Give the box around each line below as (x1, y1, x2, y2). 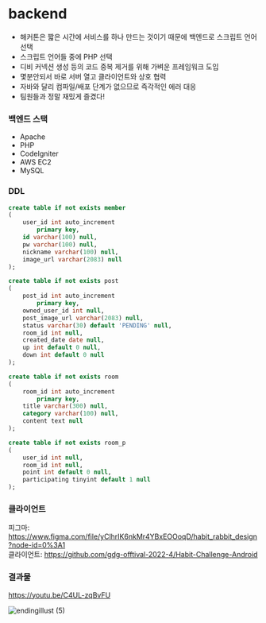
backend (8, 5, 67, 23)
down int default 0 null (22, 351, 105, 359)
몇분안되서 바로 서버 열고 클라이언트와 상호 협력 (19, 72, 167, 81)
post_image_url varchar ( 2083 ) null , (22, 314, 145, 322)
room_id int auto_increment (22, 387, 115, 396)
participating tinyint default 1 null (22, 476, 151, 484)
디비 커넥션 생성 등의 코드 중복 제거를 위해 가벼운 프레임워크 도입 (19, 61, 219, 72)
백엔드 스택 (8, 113, 48, 124)
